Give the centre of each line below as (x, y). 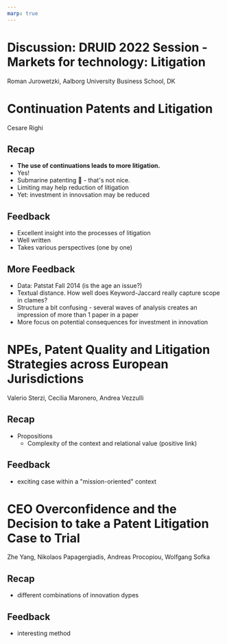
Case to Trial (44, 538)
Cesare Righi (25, 128)
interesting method (44, 633)
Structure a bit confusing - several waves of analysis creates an (107, 307)
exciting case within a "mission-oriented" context (86, 481)
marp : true (23, 13)
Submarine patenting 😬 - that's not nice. (73, 180)
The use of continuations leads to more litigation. (88, 166)
